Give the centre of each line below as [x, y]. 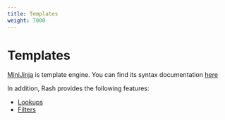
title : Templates [33, 14]
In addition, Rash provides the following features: [78, 88]
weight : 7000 [26, 20]
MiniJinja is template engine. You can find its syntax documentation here [113, 75]
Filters [27, 109]
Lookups [30, 102]
